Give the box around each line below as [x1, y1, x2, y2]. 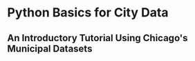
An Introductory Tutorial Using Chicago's [7, 32, 188, 44]
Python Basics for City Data [7, 5, 169, 21]
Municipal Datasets [7, 42, 93, 54]
